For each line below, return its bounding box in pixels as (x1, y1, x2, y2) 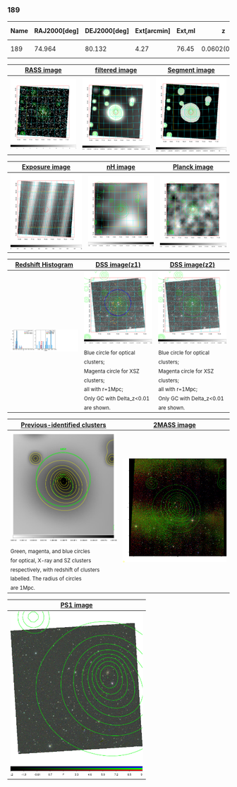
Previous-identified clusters (20, 421, 107, 429)
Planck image (172, 163, 214, 171)
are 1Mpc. (10, 585, 35, 592)
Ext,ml (176, 27, 196, 35)
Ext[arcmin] (135, 27, 171, 35)
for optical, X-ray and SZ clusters (10, 557, 92, 564)
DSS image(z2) (169, 261, 215, 269)
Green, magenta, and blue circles (10, 547, 90, 554)
